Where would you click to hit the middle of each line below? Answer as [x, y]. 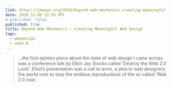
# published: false [26, 19]
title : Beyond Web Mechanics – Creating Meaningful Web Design [74, 29]
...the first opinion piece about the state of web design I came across [90, 58]
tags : [11, 34]
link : [11, 10]
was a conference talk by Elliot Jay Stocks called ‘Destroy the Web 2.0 [92, 63]
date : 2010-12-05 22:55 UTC [35, 15]
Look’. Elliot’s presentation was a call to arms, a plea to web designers [91, 69]
